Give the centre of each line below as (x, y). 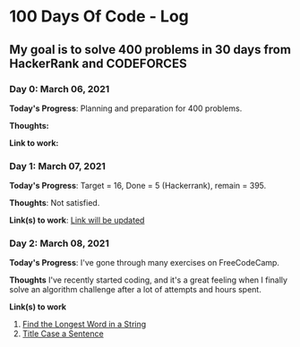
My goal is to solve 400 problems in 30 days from (150, 50)
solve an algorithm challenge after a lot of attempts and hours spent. (135, 290)
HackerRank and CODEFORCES (98, 63)
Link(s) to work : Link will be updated (77, 220)
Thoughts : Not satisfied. (55, 203)
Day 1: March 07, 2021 (57, 165)
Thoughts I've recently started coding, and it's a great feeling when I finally (149, 280)
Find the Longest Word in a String (84, 325)
